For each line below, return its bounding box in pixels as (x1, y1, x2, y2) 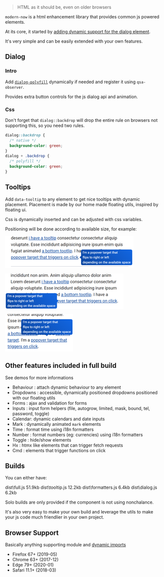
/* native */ (9, 138, 37, 143)
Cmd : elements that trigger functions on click (12, 447, 106, 453)
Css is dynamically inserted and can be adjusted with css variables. (5, 216, 143, 222)
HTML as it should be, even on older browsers (17, 4, 112, 10)
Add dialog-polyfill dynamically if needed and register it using (5, 79, 136, 85)
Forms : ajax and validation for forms (12, 400, 87, 406)
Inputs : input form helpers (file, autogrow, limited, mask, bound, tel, (12, 405, 150, 411)
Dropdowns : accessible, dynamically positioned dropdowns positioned (12, 389, 158, 396)
